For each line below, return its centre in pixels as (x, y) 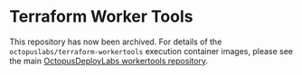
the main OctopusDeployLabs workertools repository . (109, 61)
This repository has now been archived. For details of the (116, 42)
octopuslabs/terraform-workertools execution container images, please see (151, 51)
